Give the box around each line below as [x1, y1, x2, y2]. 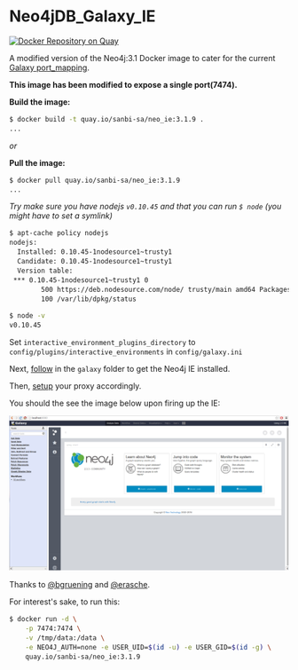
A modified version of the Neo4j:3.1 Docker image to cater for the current [9, 52, 276, 63]
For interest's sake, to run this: [9, 596, 121, 607]
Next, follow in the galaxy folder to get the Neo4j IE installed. [9, 364, 231, 374]
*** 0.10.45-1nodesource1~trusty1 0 [12, 275, 149, 285]
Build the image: [9, 96, 71, 107]
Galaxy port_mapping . [9, 62, 90, 73]
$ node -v [9, 311, 46, 320]
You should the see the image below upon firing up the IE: [9, 398, 221, 409]
